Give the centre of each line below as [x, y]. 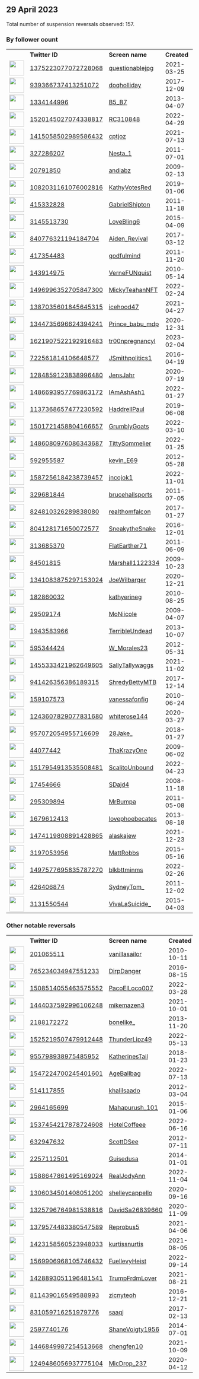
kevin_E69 [123, 460]
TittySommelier [130, 443]
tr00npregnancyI [132, 341]
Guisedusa [123, 1159]
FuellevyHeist [128, 1262]
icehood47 [124, 307]
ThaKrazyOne [128, 751]
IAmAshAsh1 [127, 392]
